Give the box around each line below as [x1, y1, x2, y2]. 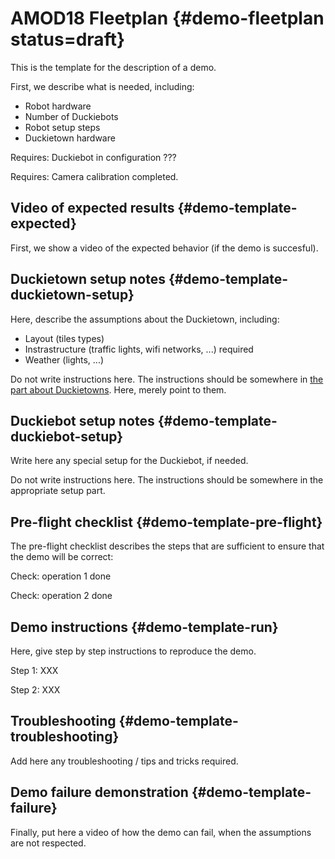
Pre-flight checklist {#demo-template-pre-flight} [10, 513, 323, 531]
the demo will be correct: [10, 551, 114, 563]
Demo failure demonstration [10, 784, 189, 801]
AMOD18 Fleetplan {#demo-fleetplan [10, 7, 325, 30]
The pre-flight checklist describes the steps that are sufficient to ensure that [10, 540, 325, 552]
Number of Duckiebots [24, 110, 119, 122]
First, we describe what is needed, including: [10, 80, 195, 92]
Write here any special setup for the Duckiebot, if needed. [10, 455, 249, 467]
